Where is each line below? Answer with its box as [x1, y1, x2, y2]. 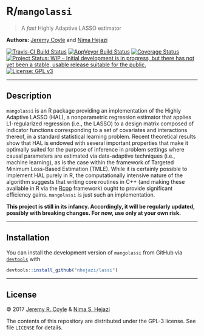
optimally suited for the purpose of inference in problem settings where [6, 145, 185, 153]
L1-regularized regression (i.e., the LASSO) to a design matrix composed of [6, 120, 194, 127]
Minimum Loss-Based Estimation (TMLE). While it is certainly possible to [6, 165, 188, 172]
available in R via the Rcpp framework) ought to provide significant [6, 184, 173, 192]
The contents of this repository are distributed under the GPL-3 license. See [6, 318, 196, 325]
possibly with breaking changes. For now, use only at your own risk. [6, 209, 181, 217]
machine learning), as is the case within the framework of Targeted [6, 158, 174, 166]
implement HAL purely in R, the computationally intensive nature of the [6, 172, 183, 179]
